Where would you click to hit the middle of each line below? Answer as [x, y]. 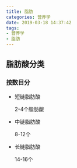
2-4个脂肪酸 [29, 109]
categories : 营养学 [28, 17]
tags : [13, 28]
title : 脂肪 [20, 11]
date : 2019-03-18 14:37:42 [39, 22]
